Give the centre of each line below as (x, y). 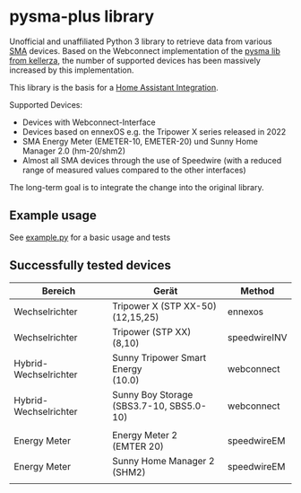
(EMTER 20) (138, 446)
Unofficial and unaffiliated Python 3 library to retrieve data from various (141, 41)
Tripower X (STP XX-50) (164, 305)
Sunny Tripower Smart (159, 357)
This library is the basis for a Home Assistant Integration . (114, 87)
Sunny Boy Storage (152, 394)
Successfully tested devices (90, 265)
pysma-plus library (82, 17)
